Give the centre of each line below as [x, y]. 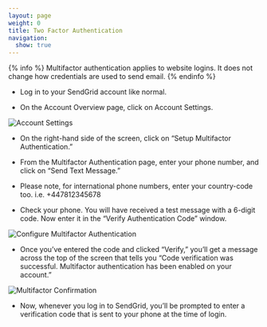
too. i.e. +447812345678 [60, 195]
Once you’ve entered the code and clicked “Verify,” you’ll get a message [139, 250]
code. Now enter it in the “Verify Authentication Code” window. [123, 219]
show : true [33, 45]
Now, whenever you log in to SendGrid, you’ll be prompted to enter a [132, 306]
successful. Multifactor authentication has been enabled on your [126, 266]
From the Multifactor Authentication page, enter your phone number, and [139, 162]
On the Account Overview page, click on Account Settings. [116, 108]
